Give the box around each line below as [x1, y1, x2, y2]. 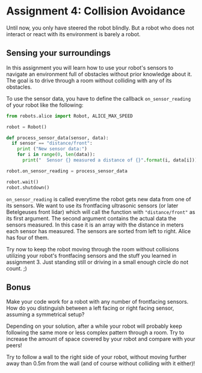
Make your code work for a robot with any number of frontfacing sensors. [6, 298, 189, 306]
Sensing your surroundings [6, 48, 111, 58]
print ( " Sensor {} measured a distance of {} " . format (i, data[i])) [22, 157, 198, 163]
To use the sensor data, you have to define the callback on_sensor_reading [6, 95, 191, 102]
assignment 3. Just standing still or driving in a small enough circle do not [6, 258, 189, 266]
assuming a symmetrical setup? [6, 311, 85, 318]
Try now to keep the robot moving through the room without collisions [6, 245, 179, 252]
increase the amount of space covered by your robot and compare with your [6, 336, 195, 343]
